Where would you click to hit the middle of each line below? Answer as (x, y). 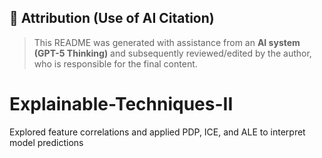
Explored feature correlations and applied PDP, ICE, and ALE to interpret (157, 132)
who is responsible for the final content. (115, 63)
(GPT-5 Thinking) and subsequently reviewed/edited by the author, (172, 53)
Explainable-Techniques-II (121, 104)
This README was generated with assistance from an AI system (167, 42)
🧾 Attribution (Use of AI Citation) (112, 18)
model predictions (46, 142)
